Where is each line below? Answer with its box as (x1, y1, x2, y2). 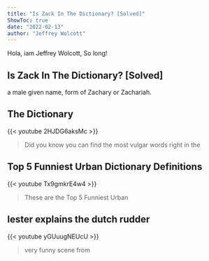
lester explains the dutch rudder (7, 213, 150, 225)
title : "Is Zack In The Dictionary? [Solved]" (7, 10, 145, 18)
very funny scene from (24, 246, 91, 254)
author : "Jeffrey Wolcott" (7, 29, 86, 37)
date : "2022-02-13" (7, 23, 64, 30)
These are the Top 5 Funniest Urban (24, 193, 129, 201)
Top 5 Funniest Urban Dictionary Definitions (7, 161, 203, 173)
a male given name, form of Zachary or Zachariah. (7, 88, 152, 97)
